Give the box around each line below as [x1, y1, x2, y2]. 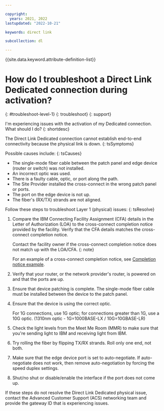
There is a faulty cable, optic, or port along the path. [12, 176, 119, 182]
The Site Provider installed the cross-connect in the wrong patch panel [12, 181, 157, 187]
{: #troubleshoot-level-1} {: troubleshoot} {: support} [5, 111, 112, 117]
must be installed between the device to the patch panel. [12, 291, 128, 297]
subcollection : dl [5, 39, 43, 44]
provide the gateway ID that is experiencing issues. [5, 400, 109, 406]
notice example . [12, 262, 45, 268]
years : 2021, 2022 [9, 16, 48, 21]
